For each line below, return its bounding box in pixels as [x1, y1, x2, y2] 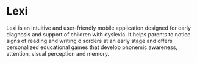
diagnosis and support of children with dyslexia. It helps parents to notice [6, 30, 191, 38]
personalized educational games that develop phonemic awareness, [6, 44, 178, 51]
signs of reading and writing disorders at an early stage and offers [6, 37, 173, 44]
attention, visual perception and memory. [6, 50, 110, 57]
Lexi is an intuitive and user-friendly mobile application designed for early [6, 24, 191, 31]
